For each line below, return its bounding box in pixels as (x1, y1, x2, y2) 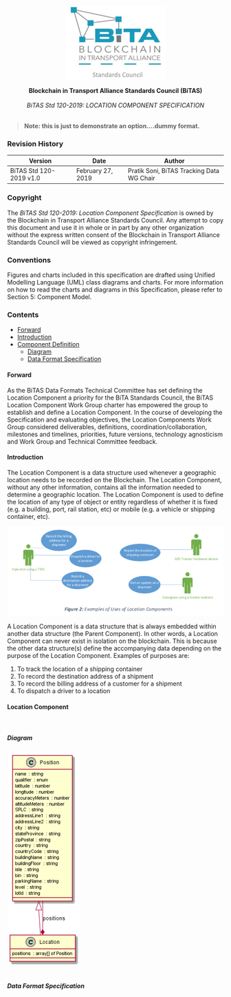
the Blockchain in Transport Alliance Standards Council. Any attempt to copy (7, 216, 224, 224)
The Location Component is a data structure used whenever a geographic (7, 468, 217, 477)
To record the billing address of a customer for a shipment (16, 679, 182, 688)
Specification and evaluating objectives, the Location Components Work (7, 415, 212, 424)
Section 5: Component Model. (7, 293, 92, 301)
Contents (7, 310, 39, 320)
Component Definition (16, 340, 80, 349)
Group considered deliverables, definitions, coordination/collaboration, (7, 422, 208, 431)
